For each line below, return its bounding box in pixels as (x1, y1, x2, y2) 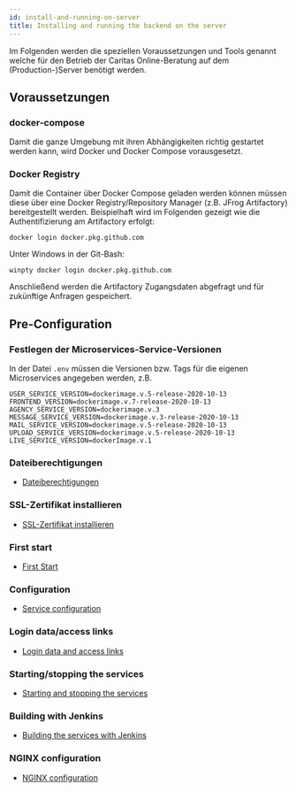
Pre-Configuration (9, 316, 112, 332)
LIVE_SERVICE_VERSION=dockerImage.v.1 (9, 436, 152, 445)
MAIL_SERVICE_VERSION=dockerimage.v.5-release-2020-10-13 (9, 421, 227, 430)
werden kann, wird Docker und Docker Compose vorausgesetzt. (9, 146, 243, 157)
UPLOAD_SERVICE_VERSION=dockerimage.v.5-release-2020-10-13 (9, 428, 236, 438)
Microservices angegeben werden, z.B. (9, 373, 153, 383)
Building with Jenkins (9, 710, 104, 722)
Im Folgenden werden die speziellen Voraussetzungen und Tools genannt (9, 45, 277, 56)
